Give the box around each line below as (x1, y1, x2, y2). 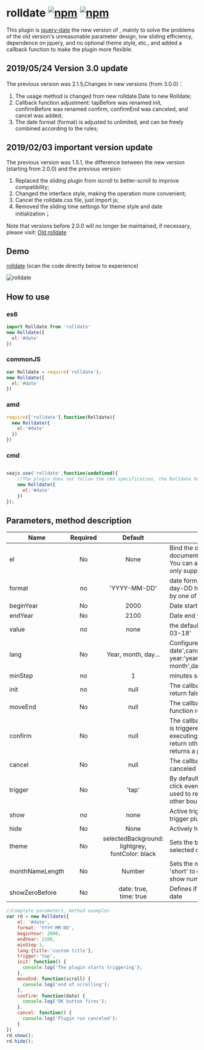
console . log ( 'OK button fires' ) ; (22, 998, 107, 1004)
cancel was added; (15, 111, 63, 119)
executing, (169, 732, 199, 740)
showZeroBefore (9, 889, 57, 897)
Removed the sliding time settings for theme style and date (15, 203, 163, 210)
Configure (169, 639, 199, 648)
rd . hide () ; (6, 1038, 34, 1044)
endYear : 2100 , (17, 936, 56, 942)
